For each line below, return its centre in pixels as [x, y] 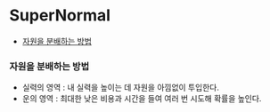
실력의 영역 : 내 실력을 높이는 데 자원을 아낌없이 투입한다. [121, 88]
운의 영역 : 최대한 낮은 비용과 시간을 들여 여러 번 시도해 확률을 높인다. [142, 99]
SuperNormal [60, 16]
